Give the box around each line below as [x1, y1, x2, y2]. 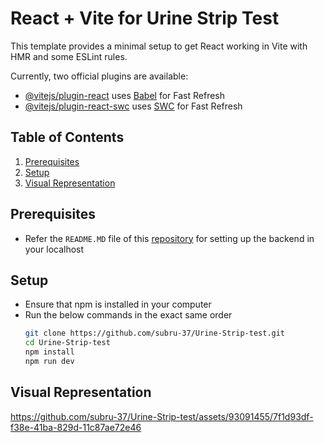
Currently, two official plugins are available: [10, 70, 189, 82]
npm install [24, 347, 75, 357]
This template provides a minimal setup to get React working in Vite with [10, 40, 308, 52]
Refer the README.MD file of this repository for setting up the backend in [24, 232, 315, 244]
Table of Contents [10, 129, 125, 146]
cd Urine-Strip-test [24, 338, 111, 348]
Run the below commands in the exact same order [24, 309, 233, 321]
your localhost [24, 243, 85, 255]
